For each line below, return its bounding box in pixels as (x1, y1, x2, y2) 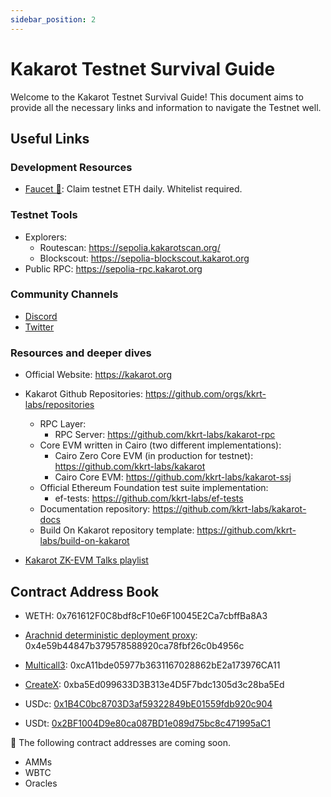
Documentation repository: (39, 503, 151, 515)
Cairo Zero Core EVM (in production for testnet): (54, 450, 254, 462)
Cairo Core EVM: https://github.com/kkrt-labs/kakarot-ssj (54, 471, 292, 483)
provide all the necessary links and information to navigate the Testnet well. (10, 101, 322, 113)
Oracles (24, 777, 58, 789)
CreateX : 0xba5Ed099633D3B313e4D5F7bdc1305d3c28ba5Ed (24, 678, 285, 690)
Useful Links (10, 130, 90, 147)
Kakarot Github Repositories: (24, 388, 143, 400)
